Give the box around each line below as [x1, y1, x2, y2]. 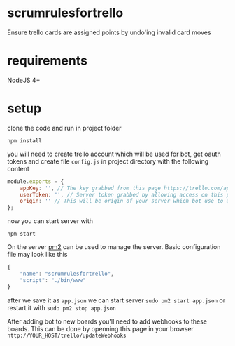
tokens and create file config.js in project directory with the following [7, 157, 209, 166]
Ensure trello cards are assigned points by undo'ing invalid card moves [7, 28, 211, 36]
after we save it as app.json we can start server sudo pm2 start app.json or [7, 296, 226, 305]
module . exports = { [7, 178, 64, 185]
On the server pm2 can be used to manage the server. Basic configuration [7, 243, 221, 251]
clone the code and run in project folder [7, 124, 122, 132]
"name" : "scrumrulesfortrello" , [20, 270, 114, 278]
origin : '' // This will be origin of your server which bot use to [20, 198, 224, 205]
